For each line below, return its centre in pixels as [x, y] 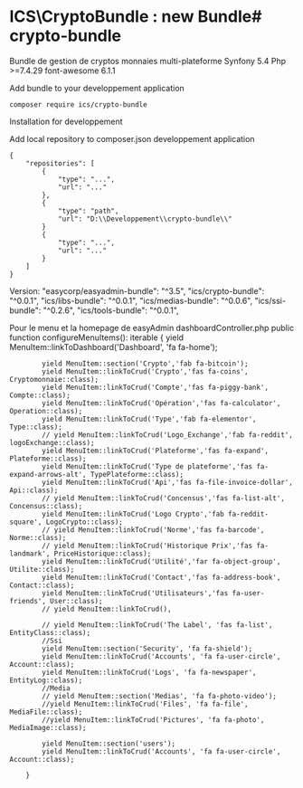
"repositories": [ [60, 163]
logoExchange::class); [52, 442]
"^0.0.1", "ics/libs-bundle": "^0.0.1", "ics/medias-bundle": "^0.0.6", [131, 300]
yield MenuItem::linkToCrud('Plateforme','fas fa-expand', [156, 451]
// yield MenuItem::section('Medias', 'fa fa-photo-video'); [160, 696]
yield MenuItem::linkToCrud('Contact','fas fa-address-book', [161, 577]
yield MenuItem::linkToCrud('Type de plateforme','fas [147, 466]
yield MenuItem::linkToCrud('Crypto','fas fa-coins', [145, 371]
